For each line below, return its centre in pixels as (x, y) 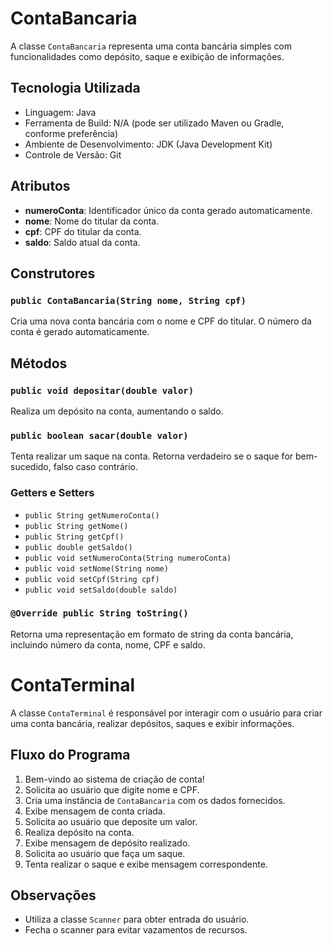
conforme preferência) (71, 133)
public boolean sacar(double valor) (99, 435)
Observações (53, 895)
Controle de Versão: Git (73, 154)
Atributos (40, 186)
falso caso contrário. (95, 467)
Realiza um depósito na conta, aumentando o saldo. (117, 411)
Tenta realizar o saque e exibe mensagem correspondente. (146, 864)
